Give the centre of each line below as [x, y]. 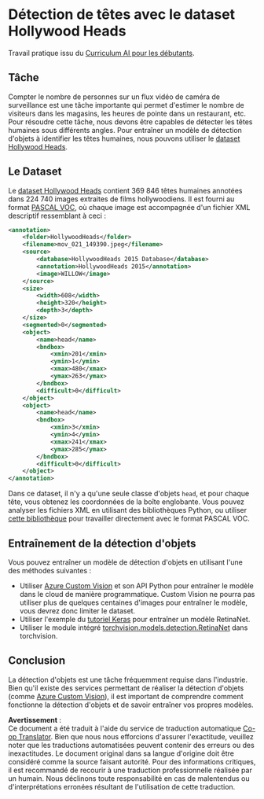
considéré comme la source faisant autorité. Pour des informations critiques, [132, 761]
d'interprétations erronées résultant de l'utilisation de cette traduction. [122, 786]
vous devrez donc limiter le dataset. [77, 611]
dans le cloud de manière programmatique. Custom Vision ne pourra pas [137, 594]
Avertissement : [35, 720]
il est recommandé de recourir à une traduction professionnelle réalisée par [130, 770]
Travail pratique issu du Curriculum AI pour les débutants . [101, 53]
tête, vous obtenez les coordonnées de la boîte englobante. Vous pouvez [126, 502]
